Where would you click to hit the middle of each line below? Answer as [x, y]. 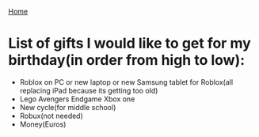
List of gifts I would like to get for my [129, 44]
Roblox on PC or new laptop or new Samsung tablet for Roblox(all [126, 82]
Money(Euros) [43, 124]
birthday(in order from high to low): [127, 61]
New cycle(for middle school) [68, 107]
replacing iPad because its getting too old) [89, 90]
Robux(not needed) [51, 116]
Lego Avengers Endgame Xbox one [77, 99]
